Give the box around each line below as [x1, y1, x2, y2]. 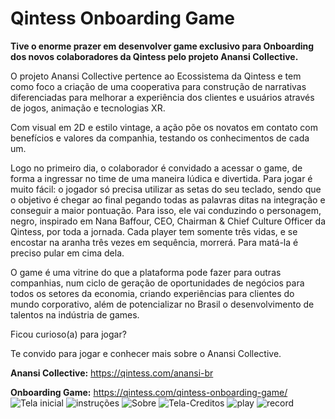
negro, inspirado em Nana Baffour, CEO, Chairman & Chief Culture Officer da [10, 215, 327, 227]
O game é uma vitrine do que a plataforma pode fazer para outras [10, 266, 282, 278]
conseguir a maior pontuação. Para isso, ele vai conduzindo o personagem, [10, 204, 322, 216]
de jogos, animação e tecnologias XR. [10, 102, 166, 114]
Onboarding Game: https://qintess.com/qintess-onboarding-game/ [10, 386, 288, 398]
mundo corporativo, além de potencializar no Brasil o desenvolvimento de [10, 298, 315, 310]
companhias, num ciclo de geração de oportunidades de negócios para [10, 277, 305, 289]
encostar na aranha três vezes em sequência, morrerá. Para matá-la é [10, 236, 299, 248]
